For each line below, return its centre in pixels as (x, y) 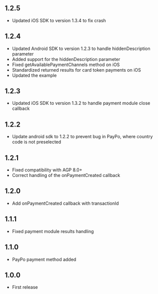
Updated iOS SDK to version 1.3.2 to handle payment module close (81, 103)
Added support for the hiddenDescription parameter (66, 59)
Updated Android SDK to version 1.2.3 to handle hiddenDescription (81, 48)
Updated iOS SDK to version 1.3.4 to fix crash (59, 20)
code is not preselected (36, 142)
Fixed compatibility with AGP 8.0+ (47, 170)
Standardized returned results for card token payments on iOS (76, 70)
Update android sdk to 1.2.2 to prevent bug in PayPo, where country (82, 137)
